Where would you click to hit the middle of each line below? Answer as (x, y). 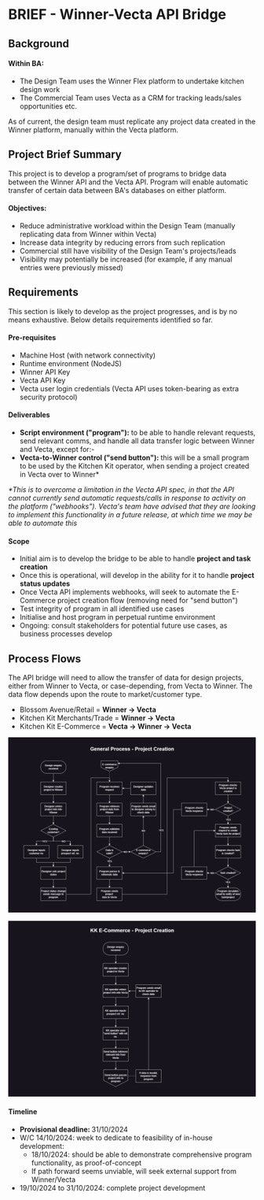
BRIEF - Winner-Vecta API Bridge (117, 15)
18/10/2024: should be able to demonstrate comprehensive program (141, 1154)
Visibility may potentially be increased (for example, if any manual (126, 259)
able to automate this (43, 523)
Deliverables (29, 415)
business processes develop (66, 634)
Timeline (23, 1112)
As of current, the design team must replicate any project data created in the (132, 121)
